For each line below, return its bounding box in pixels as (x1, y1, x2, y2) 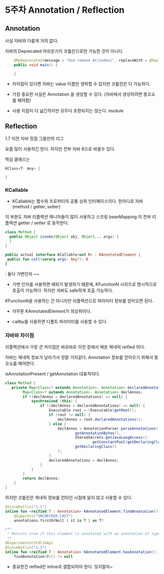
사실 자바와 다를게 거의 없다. (5, 38, 59, 44)
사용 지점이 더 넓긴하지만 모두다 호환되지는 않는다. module (12, 108, 123, 113)
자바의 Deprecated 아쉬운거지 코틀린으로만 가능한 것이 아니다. (5, 48, 124, 54)
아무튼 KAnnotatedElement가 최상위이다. (12, 308, 92, 314)
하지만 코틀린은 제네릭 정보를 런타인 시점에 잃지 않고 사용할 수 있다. (5, 494, 133, 500)
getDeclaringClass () (75, 444, 117, 449)
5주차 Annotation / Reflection (5, 4, 124, 16)
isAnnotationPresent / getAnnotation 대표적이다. (5, 371, 101, 376)
